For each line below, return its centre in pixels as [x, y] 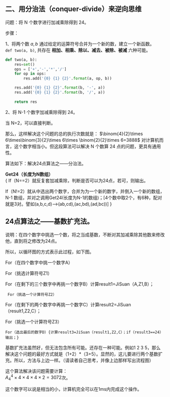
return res [26, 102]
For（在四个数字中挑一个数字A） [39, 262]
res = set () [25, 64]
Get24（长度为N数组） [29, 174]
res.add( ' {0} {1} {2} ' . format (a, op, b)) [68, 78]
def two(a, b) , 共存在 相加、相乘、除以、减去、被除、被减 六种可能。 [78, 50]
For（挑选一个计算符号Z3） [34, 322]
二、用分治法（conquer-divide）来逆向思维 [73, 9]
